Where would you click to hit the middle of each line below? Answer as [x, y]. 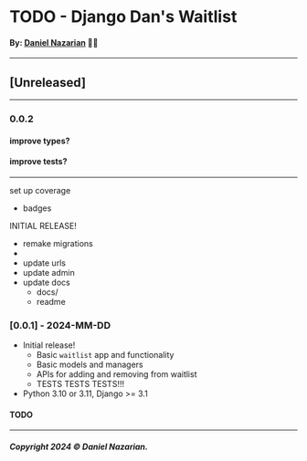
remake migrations [58, 243]
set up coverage [40, 190]
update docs [46, 282]
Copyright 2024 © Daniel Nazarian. [79, 447]
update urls [44, 263]
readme [51, 301]
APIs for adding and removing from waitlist [116, 374]
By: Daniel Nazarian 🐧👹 [54, 42]
